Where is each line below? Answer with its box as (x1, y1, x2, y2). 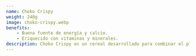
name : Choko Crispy (6, 8, 54, 15)
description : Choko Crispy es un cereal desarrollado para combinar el (6, 41, 184, 47)
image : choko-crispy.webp (6, 19, 69, 25)
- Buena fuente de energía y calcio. (16, 30, 108, 36)
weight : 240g (6, 14, 38, 20)
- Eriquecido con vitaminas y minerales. (16, 36, 118, 41)
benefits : (6, 24, 30, 31)
